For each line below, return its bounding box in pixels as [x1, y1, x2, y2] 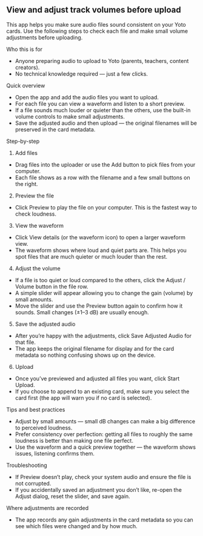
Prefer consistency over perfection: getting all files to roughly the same [15, 430, 193, 438]
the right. [15, 180, 38, 187]
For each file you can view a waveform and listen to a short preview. [15, 100, 185, 107]
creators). [15, 64, 40, 71]
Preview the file [15, 192, 55, 199]
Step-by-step [6, 137, 40, 145]
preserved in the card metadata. [15, 125, 96, 133]
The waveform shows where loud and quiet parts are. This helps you [15, 246, 187, 254]
